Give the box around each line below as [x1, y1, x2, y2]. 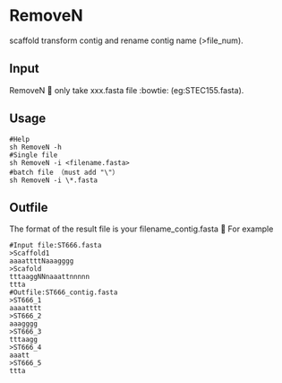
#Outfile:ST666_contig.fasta [9, 288, 118, 297]
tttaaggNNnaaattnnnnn [9, 273, 90, 282]
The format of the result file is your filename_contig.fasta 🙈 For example [9, 223, 274, 234]
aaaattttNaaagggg [9, 257, 74, 265]
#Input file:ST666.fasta [9, 241, 102, 250]
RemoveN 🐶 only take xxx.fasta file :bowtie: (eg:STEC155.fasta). [9, 84, 244, 95]
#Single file [9, 150, 58, 160]
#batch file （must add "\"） [9, 168, 119, 177]
